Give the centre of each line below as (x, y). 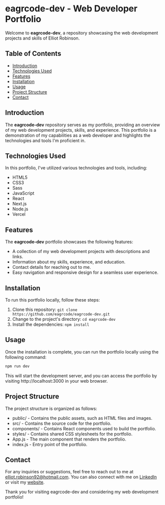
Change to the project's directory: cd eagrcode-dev (64, 319)
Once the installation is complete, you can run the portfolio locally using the (82, 352)
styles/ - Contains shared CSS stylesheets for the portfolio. (72, 434)
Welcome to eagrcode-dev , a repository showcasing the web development (82, 33)
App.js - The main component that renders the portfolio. (69, 439)
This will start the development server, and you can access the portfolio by (81, 376)
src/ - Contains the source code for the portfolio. (62, 423)
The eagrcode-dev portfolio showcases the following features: (69, 242)
